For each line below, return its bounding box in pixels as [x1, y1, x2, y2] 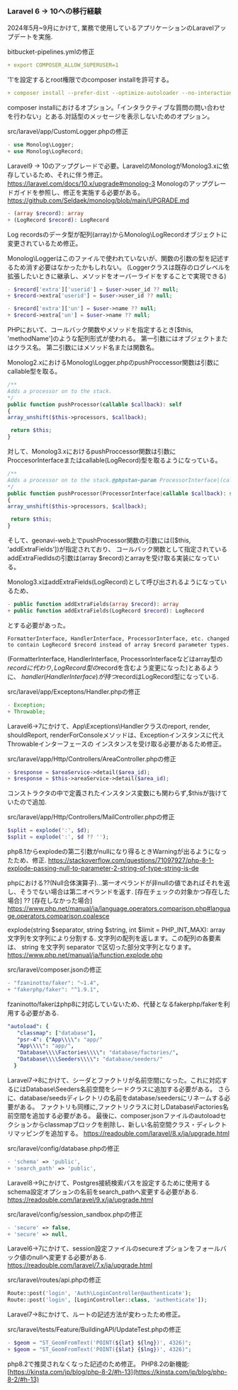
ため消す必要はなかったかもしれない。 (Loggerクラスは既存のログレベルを [13, 263, 231, 271]
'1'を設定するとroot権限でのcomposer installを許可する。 [7, 76, 174, 84]
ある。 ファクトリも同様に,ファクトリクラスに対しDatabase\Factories [19, 1103, 223, 1111]
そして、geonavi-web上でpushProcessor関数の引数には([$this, [7, 536, 191, 545]
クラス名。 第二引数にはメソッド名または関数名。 [13, 343, 158, 352]
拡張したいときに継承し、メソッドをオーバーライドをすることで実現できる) [7, 271, 227, 280]
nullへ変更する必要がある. [31, 1253, 107, 1262]
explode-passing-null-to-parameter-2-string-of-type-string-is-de [7, 864, 200, 872]
